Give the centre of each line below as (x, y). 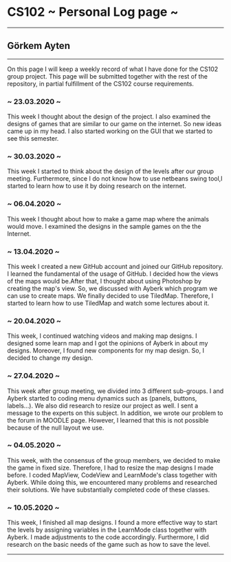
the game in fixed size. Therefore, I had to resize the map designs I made (110, 468)
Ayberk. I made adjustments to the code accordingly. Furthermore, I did (108, 537)
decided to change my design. (50, 358)
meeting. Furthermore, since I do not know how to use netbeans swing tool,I (115, 179)
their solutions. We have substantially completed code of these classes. (109, 490)
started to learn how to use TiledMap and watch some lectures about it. (108, 303)
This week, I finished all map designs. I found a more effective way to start (112, 523)
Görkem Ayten (39, 46)
